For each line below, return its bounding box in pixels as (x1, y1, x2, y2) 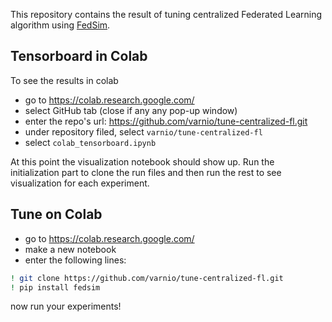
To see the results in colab (10, 74, 119, 86)
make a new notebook (24, 243, 117, 255)
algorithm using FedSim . (10, 19, 111, 31)
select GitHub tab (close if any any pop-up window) (24, 104, 238, 116)
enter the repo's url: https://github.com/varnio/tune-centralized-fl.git (24, 115, 308, 127)
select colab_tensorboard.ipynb (24, 136, 157, 148)
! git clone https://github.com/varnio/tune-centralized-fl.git (10, 273, 284, 283)
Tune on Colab (10, 206, 103, 223)
